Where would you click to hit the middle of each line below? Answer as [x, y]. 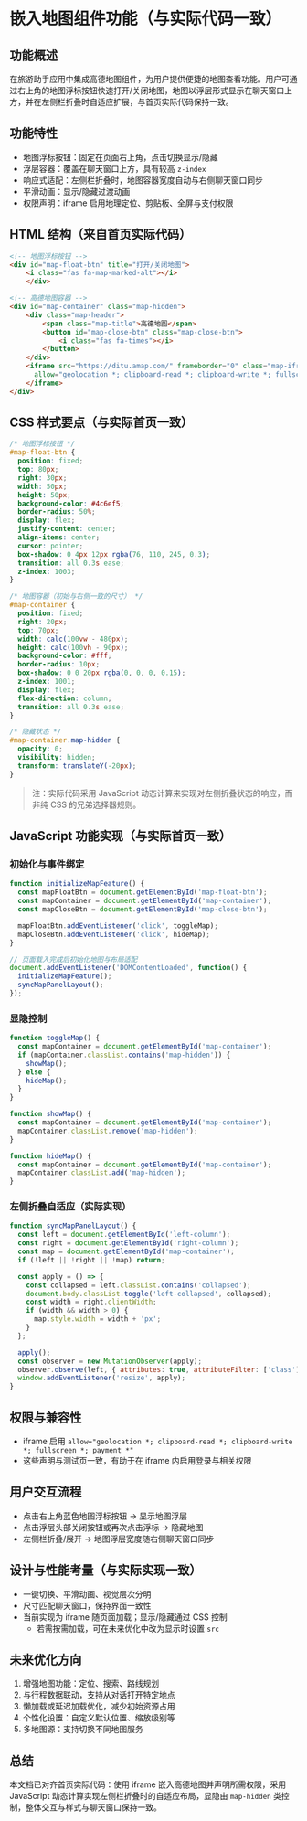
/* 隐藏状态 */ [36, 732]
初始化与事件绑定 [47, 864]
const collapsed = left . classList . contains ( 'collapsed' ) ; [138, 1285]
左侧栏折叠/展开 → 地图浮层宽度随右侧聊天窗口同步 [118, 1539]
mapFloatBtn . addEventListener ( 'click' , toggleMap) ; [118, 926]
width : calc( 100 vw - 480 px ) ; [73, 639]
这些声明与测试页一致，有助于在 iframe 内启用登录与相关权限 [137, 1461]
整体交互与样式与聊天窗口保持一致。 [93, 1807]
